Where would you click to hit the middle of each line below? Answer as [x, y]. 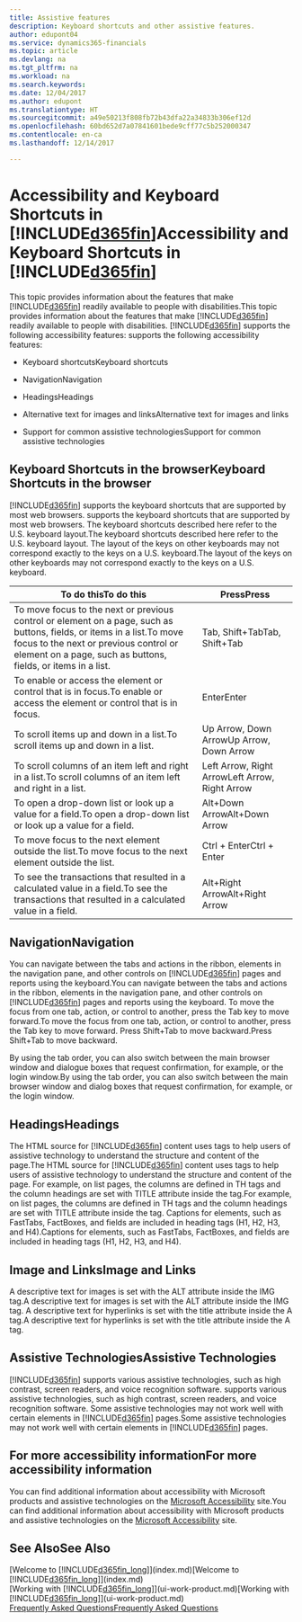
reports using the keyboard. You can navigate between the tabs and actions [148, 983]
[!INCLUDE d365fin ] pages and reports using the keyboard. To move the [142, 1003]
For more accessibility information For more [133, 1456]
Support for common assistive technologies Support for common [142, 432]
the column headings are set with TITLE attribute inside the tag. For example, [151, 1194]
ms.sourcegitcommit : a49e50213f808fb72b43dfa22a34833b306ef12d [130, 118]
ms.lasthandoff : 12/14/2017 [62, 143]
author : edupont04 [44, 34]
